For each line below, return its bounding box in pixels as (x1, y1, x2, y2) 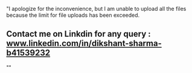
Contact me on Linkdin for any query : (6, 29, 151, 39)
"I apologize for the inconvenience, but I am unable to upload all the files (6, 5, 187, 12)
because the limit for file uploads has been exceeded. (6, 11, 140, 19)
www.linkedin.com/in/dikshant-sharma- (6, 39, 162, 49)
